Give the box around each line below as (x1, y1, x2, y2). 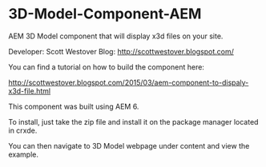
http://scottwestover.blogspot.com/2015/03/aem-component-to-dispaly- (8, 78, 249, 87)
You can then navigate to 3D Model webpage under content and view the (8, 141, 250, 150)
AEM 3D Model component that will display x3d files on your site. (8, 31, 224, 41)
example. (8, 149, 38, 159)
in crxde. (8, 125, 38, 135)
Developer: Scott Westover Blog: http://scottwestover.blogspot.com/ (8, 46, 235, 56)
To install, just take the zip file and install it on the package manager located (8, 117, 259, 126)
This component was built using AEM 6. (8, 101, 139, 111)
